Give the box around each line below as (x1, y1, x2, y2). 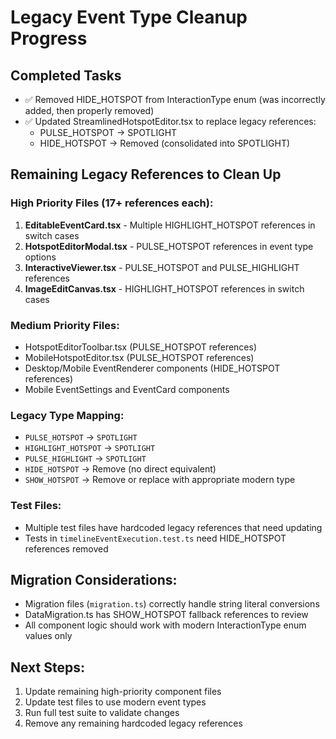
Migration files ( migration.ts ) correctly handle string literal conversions (24, 598, 320, 610)
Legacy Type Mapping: (10, 408, 125, 422)
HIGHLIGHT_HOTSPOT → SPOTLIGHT (24, 442, 156, 454)
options (24, 251, 57, 263)
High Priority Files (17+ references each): (10, 196, 214, 210)
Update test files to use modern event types (24, 696, 207, 708)
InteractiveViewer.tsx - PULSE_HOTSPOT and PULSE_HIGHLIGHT (24, 261, 300, 273)
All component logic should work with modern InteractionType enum (24, 619, 307, 631)
